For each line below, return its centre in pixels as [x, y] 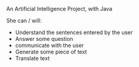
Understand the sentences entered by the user [74, 32]
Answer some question [44, 39]
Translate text [32, 58]
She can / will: [24, 20]
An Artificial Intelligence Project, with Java [59, 9]
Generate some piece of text [51, 52]
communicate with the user [49, 45]
